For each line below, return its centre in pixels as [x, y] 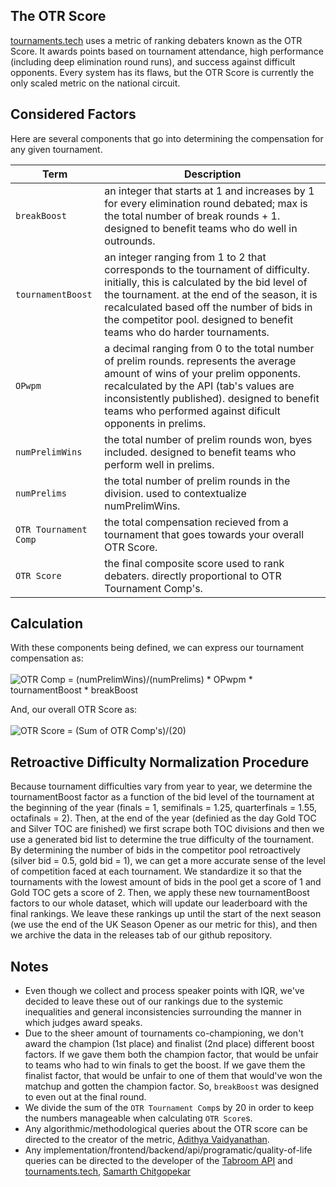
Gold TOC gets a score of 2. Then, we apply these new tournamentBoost [160, 893]
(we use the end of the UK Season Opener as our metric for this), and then [164, 925]
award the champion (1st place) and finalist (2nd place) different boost [169, 1044]
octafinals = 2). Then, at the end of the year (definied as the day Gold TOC [163, 818]
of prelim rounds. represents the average [200, 361]
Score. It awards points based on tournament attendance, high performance [167, 51]
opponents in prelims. [155, 423]
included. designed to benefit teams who [200, 452]
